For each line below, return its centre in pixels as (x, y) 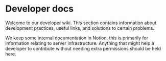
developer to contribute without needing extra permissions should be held (83, 48)
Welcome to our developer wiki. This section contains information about (81, 23)
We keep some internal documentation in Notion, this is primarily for (77, 38)
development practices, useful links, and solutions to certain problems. (80, 28)
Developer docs (40, 9)
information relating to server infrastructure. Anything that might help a (80, 43)
